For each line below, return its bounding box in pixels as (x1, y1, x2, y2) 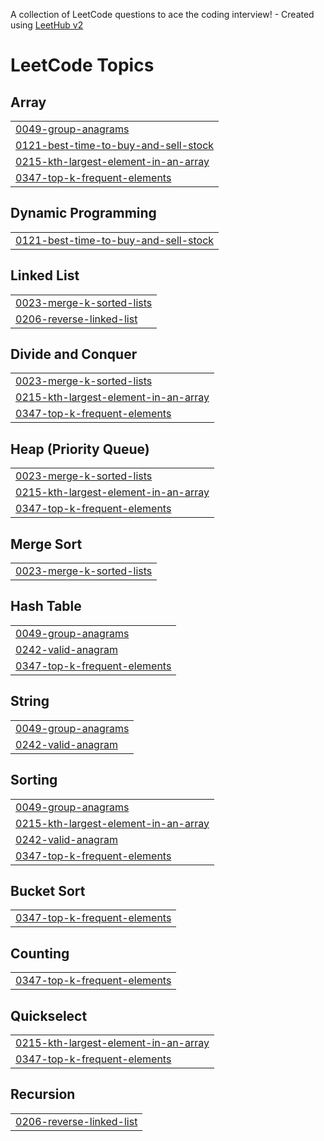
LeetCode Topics (10, 54, 155, 77)
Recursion (10, 1086, 76, 1103)
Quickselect (10, 1007, 88, 1024)
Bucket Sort (10, 882, 86, 899)
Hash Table (10, 598, 82, 615)
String (10, 693, 50, 710)
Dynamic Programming (10, 205, 157, 222)
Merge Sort (10, 535, 83, 553)
